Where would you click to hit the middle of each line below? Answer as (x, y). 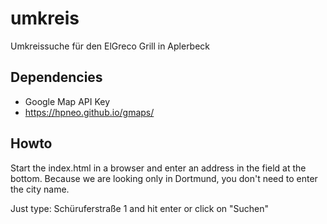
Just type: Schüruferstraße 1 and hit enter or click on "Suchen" (140, 208)
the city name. (40, 189)
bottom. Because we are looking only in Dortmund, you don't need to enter (164, 178)
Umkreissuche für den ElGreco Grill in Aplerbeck (110, 46)
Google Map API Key (67, 101)
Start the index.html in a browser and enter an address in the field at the (158, 168)
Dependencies (56, 77)
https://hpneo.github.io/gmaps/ (89, 112)
